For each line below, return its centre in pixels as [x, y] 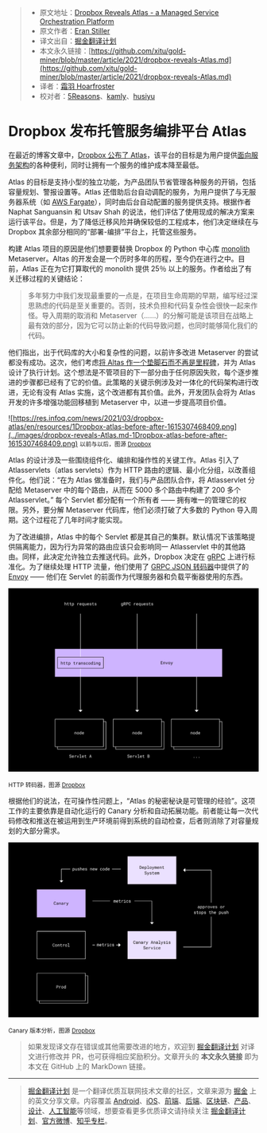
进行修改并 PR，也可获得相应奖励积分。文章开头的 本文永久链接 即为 [147, 1056]
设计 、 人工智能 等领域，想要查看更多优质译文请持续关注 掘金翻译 [133, 1111]
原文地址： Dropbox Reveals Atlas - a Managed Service [129, 12]
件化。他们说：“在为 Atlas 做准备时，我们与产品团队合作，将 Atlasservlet [127, 480]
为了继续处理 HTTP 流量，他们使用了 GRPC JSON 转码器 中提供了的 [139, 566]
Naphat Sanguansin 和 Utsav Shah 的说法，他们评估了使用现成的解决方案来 [132, 211]
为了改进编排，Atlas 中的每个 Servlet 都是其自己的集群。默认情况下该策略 [128, 537]
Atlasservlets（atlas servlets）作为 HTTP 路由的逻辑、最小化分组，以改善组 [132, 470]
